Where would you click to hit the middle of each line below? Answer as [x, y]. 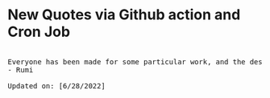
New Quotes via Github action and [124, 15]
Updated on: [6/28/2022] [56, 86]
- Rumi [21, 69]
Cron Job [39, 32]
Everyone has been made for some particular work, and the [127, 61]
